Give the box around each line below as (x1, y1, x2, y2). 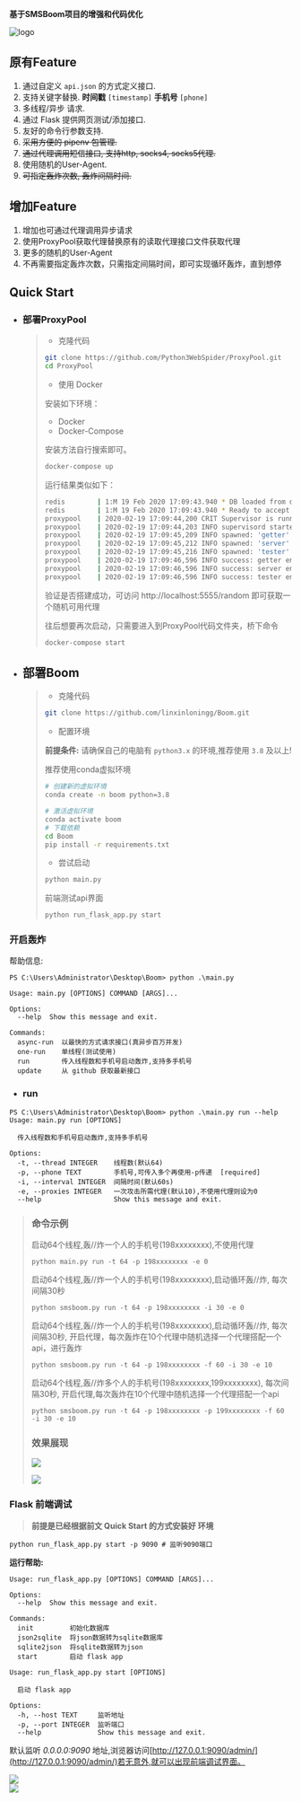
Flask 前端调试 (9, 1499, 73, 1511)
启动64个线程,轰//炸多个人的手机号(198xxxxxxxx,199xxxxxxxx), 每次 (30, 1377, 282, 1388)
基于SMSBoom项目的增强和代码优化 (9, 9, 143, 19)
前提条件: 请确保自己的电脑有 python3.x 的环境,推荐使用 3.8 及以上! (44, 745, 292, 756)
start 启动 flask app (17, 1652, 124, 1661)
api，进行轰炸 (30, 1342, 82, 1354)
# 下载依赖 (44, 823, 81, 832)
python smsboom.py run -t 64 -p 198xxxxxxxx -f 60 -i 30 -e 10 (30, 1360, 273, 1370)
